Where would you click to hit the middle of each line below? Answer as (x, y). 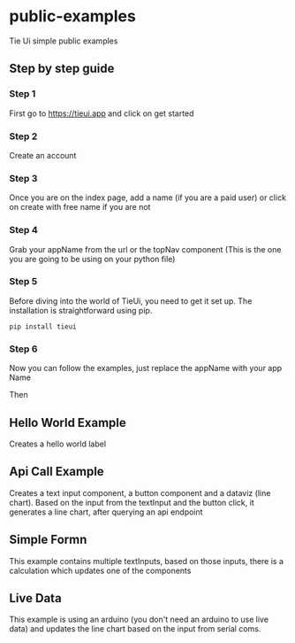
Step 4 (23, 230)
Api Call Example (57, 472)
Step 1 (23, 94)
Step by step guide (62, 69)
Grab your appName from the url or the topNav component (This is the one (145, 249)
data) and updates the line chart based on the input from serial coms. (135, 629)
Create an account (43, 155)
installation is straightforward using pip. (81, 310)
